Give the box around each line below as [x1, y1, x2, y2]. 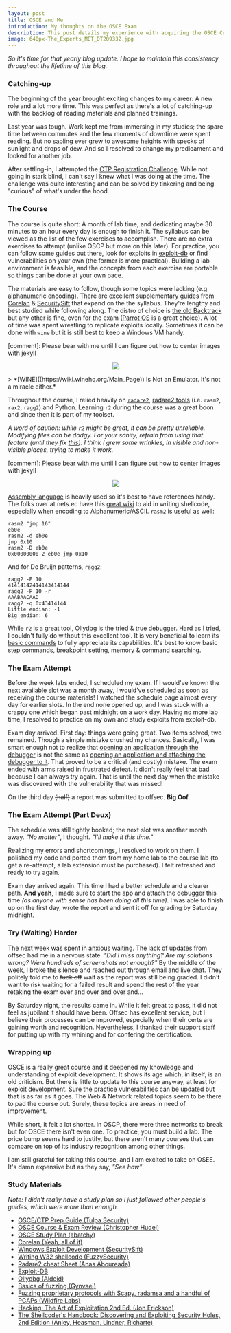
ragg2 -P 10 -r [8, 587, 51, 595]
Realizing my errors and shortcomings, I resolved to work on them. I [8, 847, 199, 855]
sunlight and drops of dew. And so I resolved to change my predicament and [8, 144, 223, 153]
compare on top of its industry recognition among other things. [8, 1142, 186, 1150]
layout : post [8, 10, 45, 17]
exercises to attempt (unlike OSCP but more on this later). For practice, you [8, 241, 220, 250]
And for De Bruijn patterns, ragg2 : [8, 562, 102, 571]
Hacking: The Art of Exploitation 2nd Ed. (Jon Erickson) [17, 1304, 174, 1312]
